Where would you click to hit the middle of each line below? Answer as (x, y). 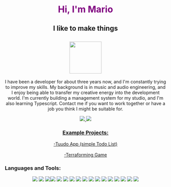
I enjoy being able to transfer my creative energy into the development (85, 92)
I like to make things (85, 28)
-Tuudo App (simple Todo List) (85, 144)
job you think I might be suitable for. (85, 109)
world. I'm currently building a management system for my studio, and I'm (85, 98)
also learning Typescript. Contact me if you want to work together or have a (85, 104)
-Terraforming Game (85, 155)
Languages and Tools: (33, 168)
